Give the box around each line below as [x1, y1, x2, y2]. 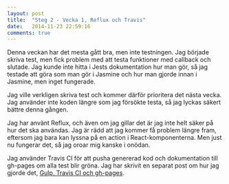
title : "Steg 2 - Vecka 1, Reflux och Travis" [7, 17, 146, 23]
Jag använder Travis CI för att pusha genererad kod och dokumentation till [7, 154, 218, 163]
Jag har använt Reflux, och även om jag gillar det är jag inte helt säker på [7, 119, 214, 127]
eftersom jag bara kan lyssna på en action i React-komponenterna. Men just [7, 134, 222, 142]
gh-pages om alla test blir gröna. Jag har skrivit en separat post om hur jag [7, 161, 219, 170]
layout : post [7, 10, 45, 17]
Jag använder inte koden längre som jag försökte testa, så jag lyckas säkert [7, 98, 221, 107]
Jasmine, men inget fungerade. [7, 77, 96, 86]
